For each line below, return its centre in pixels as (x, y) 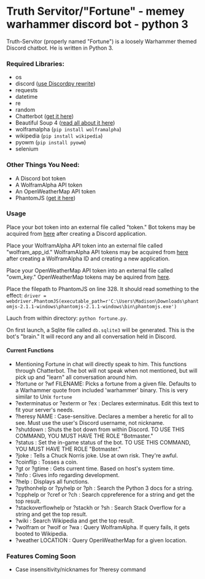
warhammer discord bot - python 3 (97, 24)
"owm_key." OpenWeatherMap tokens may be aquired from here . (88, 277)
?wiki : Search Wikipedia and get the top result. (75, 521)
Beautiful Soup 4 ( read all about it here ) (65, 123)
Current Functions (30, 351)
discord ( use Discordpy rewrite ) (55, 84)
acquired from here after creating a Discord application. (77, 233)
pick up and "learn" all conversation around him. (76, 377)
